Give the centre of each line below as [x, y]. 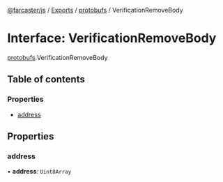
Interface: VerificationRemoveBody [112, 38]
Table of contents [46, 79]
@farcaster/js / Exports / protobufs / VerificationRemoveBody [95, 10]
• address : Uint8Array [39, 172]
